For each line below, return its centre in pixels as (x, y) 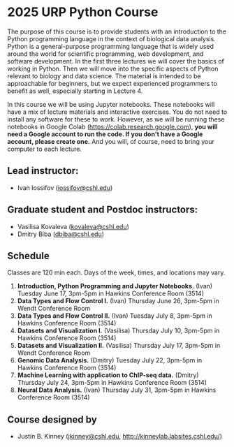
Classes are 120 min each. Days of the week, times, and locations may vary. (116, 272)
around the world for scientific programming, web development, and (105, 54)
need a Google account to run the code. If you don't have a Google (105, 134)
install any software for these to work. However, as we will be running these (116, 119)
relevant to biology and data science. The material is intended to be (104, 76)
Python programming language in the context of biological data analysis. (112, 38)
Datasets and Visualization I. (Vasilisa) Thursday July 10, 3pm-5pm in (118, 331)
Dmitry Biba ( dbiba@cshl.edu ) (61, 234)
